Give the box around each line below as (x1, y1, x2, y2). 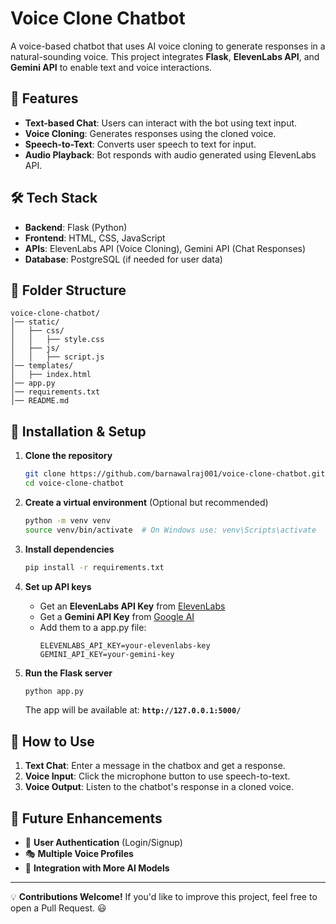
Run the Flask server (24, 667, 113, 679)
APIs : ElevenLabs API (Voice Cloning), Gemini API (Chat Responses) (24, 242, 307, 254)
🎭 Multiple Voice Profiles (24, 848, 134, 860)
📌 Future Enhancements (10, 810, 163, 827)
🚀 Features (10, 90, 79, 107)
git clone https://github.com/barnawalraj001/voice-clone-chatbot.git (24, 469, 326, 479)
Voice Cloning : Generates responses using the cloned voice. (24, 127, 277, 139)
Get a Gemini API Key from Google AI (39, 610, 195, 622)
